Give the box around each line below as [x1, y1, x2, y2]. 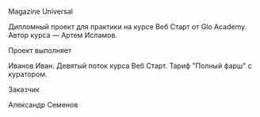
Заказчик [8, 85, 40, 94]
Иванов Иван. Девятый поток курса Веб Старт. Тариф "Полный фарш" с [8, 61, 252, 70]
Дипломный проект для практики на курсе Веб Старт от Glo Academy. [8, 22, 247, 31]
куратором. [8, 70, 48, 78]
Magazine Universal [8, 7, 74, 16]
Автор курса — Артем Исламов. [8, 31, 117, 40]
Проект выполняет [8, 46, 72, 55]
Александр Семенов [8, 100, 78, 109]
